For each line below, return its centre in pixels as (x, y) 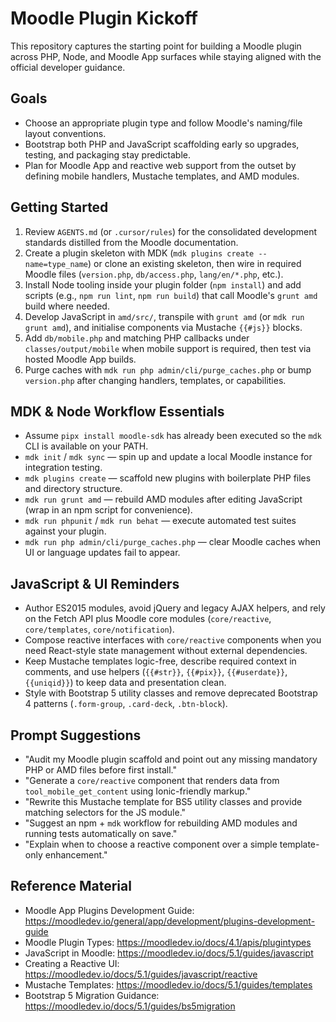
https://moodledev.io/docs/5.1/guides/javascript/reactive (141, 974)
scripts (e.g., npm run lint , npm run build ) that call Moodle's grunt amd (171, 295)
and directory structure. (73, 489)
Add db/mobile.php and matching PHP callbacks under (137, 338)
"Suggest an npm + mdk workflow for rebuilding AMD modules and (161, 823)
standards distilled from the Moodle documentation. (131, 242)
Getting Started (59, 207)
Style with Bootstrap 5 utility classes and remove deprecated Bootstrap (171, 693)
